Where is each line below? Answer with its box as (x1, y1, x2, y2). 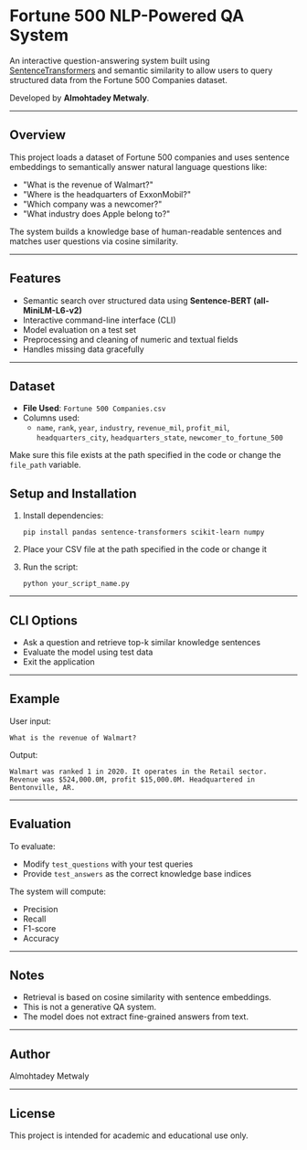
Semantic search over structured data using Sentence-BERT (22, 294, 252, 306)
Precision (22, 903, 58, 914)
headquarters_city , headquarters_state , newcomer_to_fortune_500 (36, 431, 283, 443)
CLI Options (9, 612, 78, 628)
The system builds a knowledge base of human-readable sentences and (9, 226, 282, 237)
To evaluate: (9, 840, 56, 851)
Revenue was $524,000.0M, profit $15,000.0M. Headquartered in (9, 774, 256, 784)
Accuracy (22, 932, 59, 943)
